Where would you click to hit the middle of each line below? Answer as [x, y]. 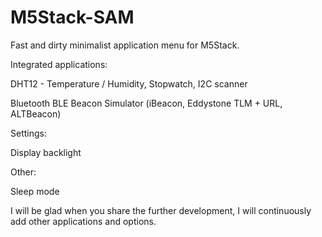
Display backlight [46, 152]
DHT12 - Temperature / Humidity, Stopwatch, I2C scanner [129, 83]
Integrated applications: [59, 64]
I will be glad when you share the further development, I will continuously [161, 210]
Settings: [28, 133]
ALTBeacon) [36, 113]
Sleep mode [35, 191]
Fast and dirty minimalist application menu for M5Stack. [125, 45]
